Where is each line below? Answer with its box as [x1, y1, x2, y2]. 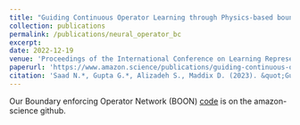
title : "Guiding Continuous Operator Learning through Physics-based [9, 12, 274, 22]
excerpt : [9, 37, 42, 47]
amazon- [254, 96, 287, 106]
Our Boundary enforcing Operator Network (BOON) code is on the [9, 96, 253, 106]
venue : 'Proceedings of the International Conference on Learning [9, 54, 262, 63]
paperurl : [9, 63, 46, 72]
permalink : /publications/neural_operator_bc [9, 29, 181, 38]
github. [39, 104, 67, 116]
